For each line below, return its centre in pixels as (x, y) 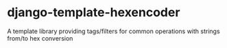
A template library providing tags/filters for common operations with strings (114, 31)
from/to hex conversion (40, 38)
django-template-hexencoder (94, 13)
